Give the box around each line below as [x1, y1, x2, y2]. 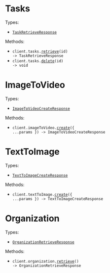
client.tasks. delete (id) [12, 58, 64, 63]
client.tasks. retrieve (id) [12, 49, 68, 54]
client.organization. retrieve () [12, 259, 79, 264]
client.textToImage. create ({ [12, 192, 73, 197]
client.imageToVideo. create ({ [12, 125, 75, 130]
